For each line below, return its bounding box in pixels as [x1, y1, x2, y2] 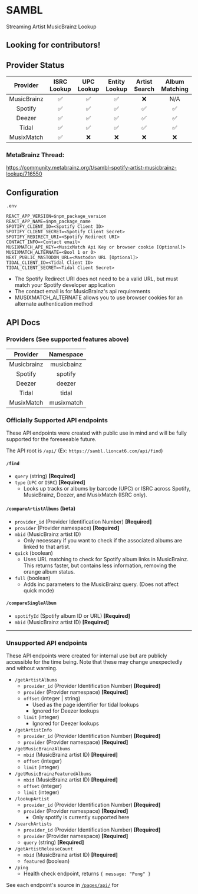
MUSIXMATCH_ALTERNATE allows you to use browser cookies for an [14, 294, 183, 301]
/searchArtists [14, 821, 52, 827]
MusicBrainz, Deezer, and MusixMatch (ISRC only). [23, 491, 147, 498]
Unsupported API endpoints [6, 638, 88, 647]
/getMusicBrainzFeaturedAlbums [14, 771, 92, 777]
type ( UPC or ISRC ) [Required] [14, 479, 85, 486]
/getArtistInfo [14, 727, 52, 733]
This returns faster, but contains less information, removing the [23, 562, 177, 569]
